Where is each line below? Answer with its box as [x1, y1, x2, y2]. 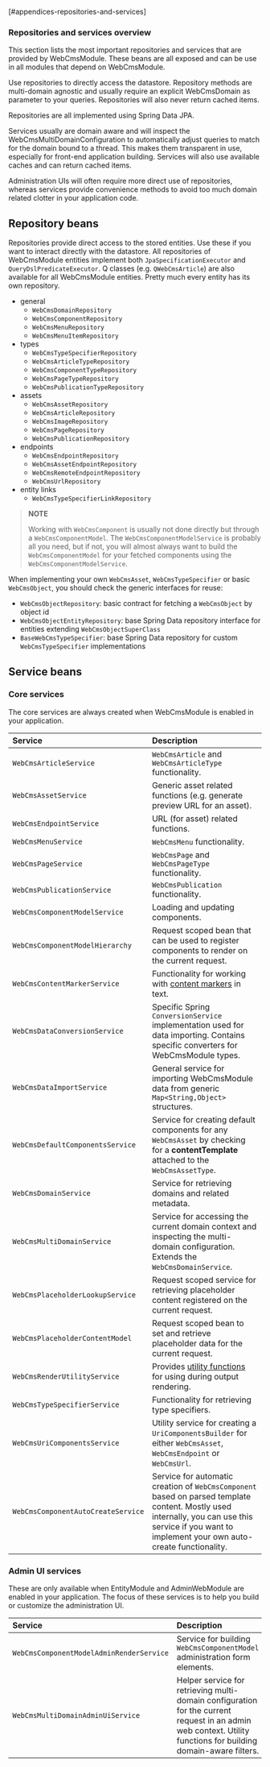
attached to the [151, 1154, 210, 1165]
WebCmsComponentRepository [31, 315, 123, 323]
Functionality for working [151, 968, 247, 979]
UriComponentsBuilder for [151, 1427, 247, 1438]
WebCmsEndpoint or [151, 1447, 220, 1458]
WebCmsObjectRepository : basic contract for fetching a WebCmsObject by [19, 599, 253, 608]
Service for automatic [151, 1470, 234, 1482]
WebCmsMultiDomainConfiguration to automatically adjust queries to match [8, 135, 260, 144]
